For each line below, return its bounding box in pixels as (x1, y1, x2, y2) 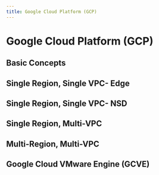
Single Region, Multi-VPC (6, 118, 102, 129)
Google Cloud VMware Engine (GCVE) (6, 159, 150, 170)
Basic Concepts (6, 58, 66, 68)
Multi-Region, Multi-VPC (6, 139, 99, 149)
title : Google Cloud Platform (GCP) (6, 8, 97, 15)
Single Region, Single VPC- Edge (6, 78, 130, 88)
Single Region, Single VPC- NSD (6, 98, 127, 108)
